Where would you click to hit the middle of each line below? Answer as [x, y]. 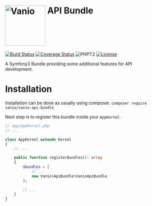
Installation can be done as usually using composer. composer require [76, 103]
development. [19, 69]
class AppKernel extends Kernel [38, 139]
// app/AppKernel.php [27, 126]
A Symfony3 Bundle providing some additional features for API [69, 64]
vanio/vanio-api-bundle [30, 107]
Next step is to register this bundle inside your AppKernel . [63, 117]
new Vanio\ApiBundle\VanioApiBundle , [70, 176]
